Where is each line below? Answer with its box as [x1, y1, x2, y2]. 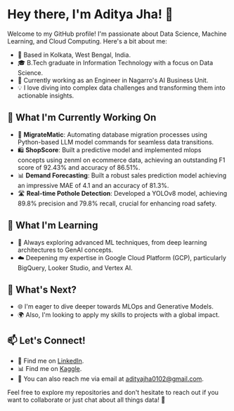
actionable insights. [17, 91, 74, 100]
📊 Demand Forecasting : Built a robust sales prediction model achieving [17, 171, 227, 180]
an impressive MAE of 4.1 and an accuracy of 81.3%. [17, 181, 169, 189]
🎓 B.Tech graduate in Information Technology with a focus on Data [17, 58, 214, 67]
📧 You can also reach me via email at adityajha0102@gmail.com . [17, 375, 204, 383]
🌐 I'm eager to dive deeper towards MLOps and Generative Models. [17, 302, 214, 311]
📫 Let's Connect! [7, 335, 86, 346]
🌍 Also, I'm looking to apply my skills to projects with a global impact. [17, 311, 220, 319]
